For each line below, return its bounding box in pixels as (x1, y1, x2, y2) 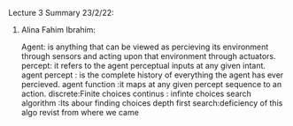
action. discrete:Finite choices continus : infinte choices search (20, 88, 251, 99)
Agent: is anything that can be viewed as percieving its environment (20, 41, 269, 52)
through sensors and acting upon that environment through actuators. (20, 51, 276, 61)
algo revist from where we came (20, 107, 139, 117)
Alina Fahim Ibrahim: (20, 25, 96, 34)
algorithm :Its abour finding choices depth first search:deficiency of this (20, 98, 283, 108)
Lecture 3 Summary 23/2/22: (8, 8, 114, 18)
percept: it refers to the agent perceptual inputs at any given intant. (20, 61, 266, 70)
